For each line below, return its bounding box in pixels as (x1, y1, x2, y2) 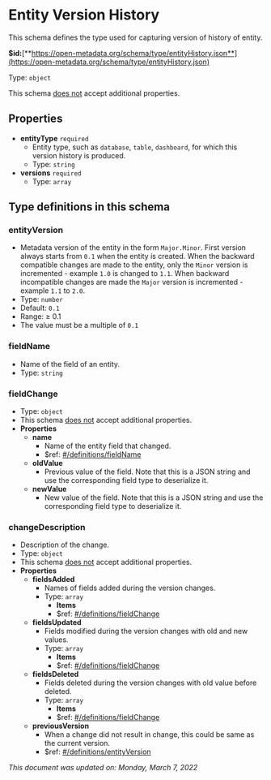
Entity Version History (8, 6, 160, 24)
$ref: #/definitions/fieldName (44, 450, 142, 459)
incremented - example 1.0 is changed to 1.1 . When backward (19, 269, 230, 278)
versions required (19, 168, 82, 178)
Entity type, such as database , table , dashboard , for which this (32, 142, 238, 152)
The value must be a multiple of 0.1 (19, 321, 139, 330)
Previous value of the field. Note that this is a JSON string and (44, 467, 251, 476)
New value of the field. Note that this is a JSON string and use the (44, 493, 264, 502)
